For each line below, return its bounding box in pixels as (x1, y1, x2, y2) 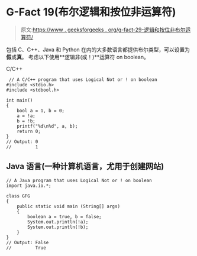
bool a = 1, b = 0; (17, 108, 65, 114)
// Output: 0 (6, 138, 38, 145)
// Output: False (6, 239, 49, 245)
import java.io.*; (6, 183, 51, 189)
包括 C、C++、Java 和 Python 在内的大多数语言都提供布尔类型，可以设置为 (6, 46, 190, 53)
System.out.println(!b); (27, 224, 89, 230)
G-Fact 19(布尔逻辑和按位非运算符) (6, 5, 176, 19)
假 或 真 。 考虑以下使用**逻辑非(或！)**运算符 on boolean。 (6, 53, 149, 60)
